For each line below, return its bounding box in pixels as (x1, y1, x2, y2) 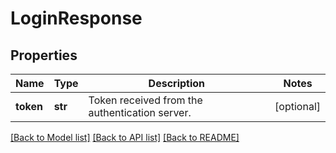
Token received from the (88, 93, 203, 107)
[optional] (274, 100, 321, 113)
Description (148, 77, 206, 90)
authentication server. (88, 106, 192, 119)
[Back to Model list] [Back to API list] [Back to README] (10, 132, 240, 143)
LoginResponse (10, 7, 143, 30)
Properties (10, 47, 78, 64)
